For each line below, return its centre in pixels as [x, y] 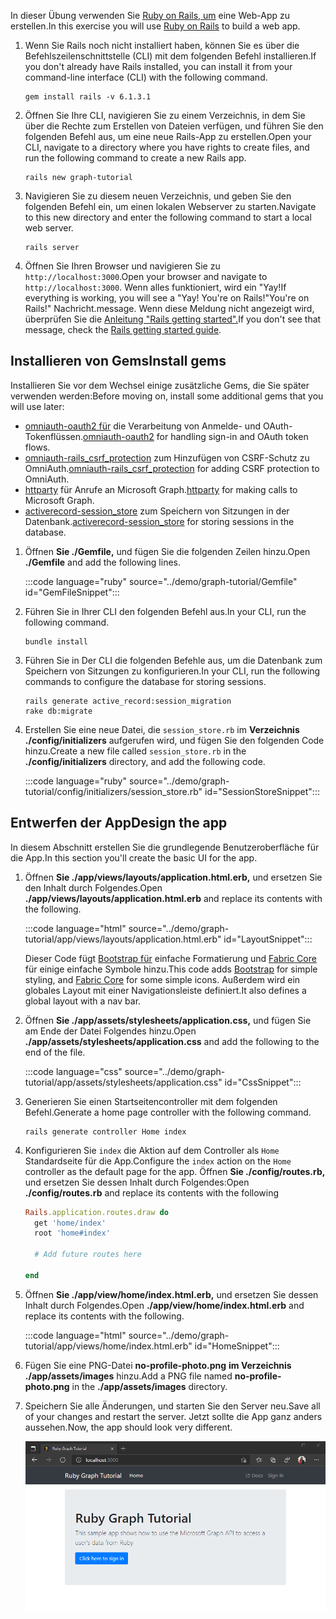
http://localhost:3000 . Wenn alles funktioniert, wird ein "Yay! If [155, 287]
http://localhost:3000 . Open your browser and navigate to [146, 276]
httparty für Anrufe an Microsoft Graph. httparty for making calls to [161, 489]
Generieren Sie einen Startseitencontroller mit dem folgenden [151, 1101]
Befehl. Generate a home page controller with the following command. [168, 1112]
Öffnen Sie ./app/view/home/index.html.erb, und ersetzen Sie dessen [171, 1294]
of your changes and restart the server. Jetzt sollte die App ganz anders [173, 1416]
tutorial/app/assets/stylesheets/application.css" [123, 1082]
